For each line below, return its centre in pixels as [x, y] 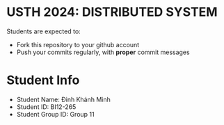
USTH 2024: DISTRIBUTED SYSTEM [112, 12]
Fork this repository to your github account [78, 44]
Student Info [43, 80]
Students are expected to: [43, 31]
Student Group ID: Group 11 [55, 114]
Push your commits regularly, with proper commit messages [103, 52]
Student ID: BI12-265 [46, 107]
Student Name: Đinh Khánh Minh [63, 99]
